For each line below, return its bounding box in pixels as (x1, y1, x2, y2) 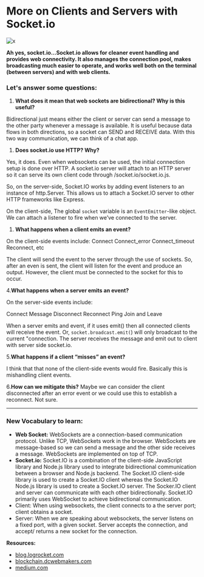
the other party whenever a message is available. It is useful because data (6, 122, 192, 129)
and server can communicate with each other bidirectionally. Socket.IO (15, 488, 193, 496)
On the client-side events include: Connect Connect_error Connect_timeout (6, 238, 195, 245)
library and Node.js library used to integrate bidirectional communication (15, 463, 197, 470)
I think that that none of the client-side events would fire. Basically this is (6, 365, 188, 373)
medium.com (15, 564, 49, 571)
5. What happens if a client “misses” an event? (6, 353, 126, 360)
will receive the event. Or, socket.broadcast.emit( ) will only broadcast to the (6, 329, 197, 336)
